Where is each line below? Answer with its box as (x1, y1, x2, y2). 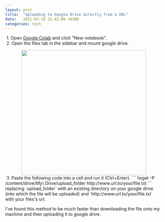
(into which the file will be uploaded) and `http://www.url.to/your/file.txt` (5, 191, 153, 197)
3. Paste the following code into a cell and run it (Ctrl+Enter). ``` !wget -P (6, 175, 155, 181)
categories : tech (5, 21, 41, 26)
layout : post (5, 7, 32, 12)
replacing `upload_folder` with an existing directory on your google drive (5, 185, 154, 191)
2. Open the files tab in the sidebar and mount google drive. (6, 40, 129, 46)
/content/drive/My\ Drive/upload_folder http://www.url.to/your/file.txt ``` (5, 180, 153, 186)
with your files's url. (5, 196, 46, 202)
